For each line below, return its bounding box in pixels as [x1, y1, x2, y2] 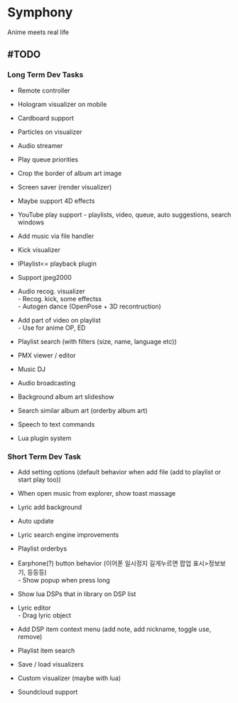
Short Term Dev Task [7, 452, 82, 462]
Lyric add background [17, 503, 82, 511]
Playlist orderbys [17, 544, 67, 553]
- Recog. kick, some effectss [17, 294, 102, 303]
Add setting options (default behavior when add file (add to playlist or [17, 467, 222, 476]
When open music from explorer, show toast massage [17, 489, 176, 497]
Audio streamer [17, 141, 63, 150]
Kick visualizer [17, 245, 60, 254]
